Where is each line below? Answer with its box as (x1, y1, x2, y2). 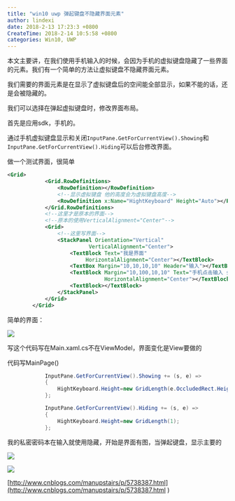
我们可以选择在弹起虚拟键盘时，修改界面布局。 (7, 104, 142, 112)
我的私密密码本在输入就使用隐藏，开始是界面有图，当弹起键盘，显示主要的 (7, 438, 222, 446)
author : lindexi (7, 17, 55, 24)
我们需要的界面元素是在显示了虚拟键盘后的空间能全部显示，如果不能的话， (7, 80, 222, 88)
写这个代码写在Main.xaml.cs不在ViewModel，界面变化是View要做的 (7, 343, 202, 352)
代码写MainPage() (7, 359, 59, 367)
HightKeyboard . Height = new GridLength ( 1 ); (57, 417, 180, 425)
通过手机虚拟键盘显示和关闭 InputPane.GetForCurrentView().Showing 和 (7, 134, 209, 142)
